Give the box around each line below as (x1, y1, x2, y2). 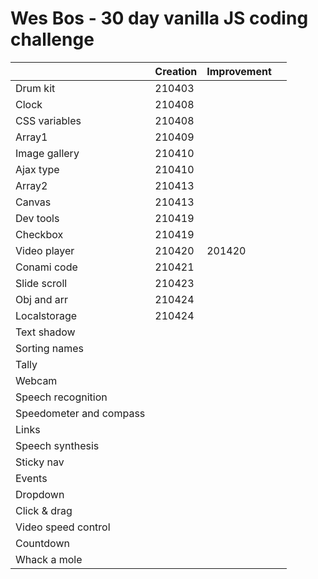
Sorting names (15, 341, 85, 355)
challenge (10, 28, 95, 51)
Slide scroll (15, 276, 68, 290)
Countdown (15, 536, 70, 550)
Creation (154, 64, 198, 78)
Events (15, 471, 48, 485)
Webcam (15, 373, 58, 387)
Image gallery (15, 146, 80, 160)
